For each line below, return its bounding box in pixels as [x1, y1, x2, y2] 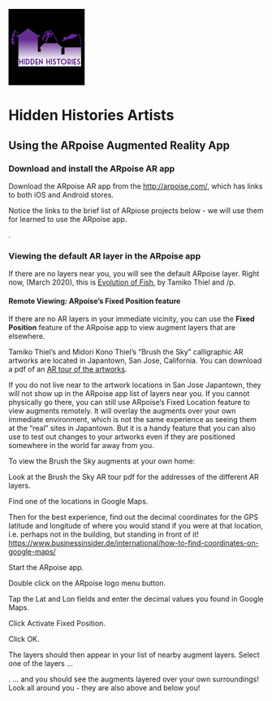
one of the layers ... [8, 659, 73, 668]
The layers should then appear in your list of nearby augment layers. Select [8, 650, 260, 660]
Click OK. [8, 634, 40, 644]
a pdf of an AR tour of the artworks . [8, 364, 127, 374]
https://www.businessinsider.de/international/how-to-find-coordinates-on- [8, 538, 259, 548]
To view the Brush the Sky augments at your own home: [8, 456, 196, 466]
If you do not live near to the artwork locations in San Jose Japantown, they [8, 380, 261, 390]
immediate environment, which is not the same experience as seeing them [8, 415, 257, 425]
